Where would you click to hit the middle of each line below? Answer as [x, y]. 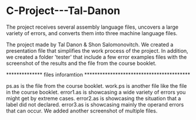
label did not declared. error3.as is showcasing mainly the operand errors [95, 104]
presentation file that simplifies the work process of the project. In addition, [97, 50]
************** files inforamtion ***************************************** [98, 74]
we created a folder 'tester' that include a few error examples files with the [97, 57]
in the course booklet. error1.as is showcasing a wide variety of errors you [96, 92]
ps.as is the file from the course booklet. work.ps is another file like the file [97, 85]
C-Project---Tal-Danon [63, 11]
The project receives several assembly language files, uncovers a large [92, 27]
